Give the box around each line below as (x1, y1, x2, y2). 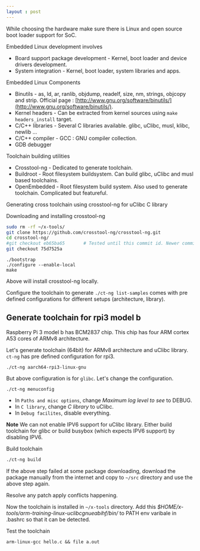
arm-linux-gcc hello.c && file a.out (6, 538, 100, 545)
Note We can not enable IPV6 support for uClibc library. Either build (6, 421, 173, 428)
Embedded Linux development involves (6, 43, 103, 50)
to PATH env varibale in (119, 509, 177, 516)
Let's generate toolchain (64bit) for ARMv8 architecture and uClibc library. (6, 346, 189, 353)
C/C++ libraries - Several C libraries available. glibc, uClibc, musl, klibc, (14, 122, 190, 129)
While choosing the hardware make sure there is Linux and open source (6, 25, 183, 32)
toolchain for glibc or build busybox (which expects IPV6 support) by (6, 427, 175, 434)
